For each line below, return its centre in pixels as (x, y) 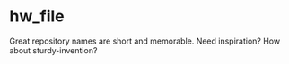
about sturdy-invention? (53, 50)
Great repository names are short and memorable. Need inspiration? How (145, 41)
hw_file (37, 16)
